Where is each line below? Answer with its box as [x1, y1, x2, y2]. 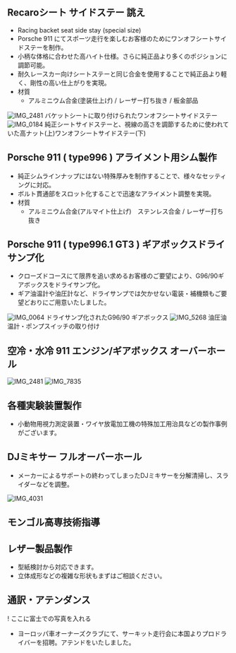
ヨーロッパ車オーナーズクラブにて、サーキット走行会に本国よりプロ [17, 629, 215, 637]
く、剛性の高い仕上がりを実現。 [17, 78, 111, 87]
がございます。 [17, 428, 61, 437]
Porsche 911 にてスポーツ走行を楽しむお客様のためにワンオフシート [17, 34, 215, 42]
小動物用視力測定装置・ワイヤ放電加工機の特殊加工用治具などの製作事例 [17, 420, 228, 428]
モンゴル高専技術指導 [7, 517, 100, 529]
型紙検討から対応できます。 [17, 563, 98, 571]
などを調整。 [36, 480, 74, 488]
